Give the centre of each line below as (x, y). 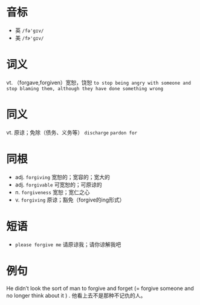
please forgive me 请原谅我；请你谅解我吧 (68, 244)
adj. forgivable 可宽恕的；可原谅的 (59, 185)
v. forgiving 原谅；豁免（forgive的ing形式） (70, 200)
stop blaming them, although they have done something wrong (85, 88)
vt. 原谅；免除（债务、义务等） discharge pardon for (72, 132)
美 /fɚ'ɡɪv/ (29, 38)
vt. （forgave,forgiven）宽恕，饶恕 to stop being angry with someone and (99, 82)
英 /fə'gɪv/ (29, 30)
